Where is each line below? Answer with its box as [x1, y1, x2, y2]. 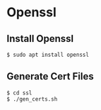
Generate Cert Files [6, 70, 94, 82]
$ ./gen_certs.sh [6, 95, 58, 103]
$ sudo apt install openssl [6, 51, 90, 58]
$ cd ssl [6, 89, 32, 97]
